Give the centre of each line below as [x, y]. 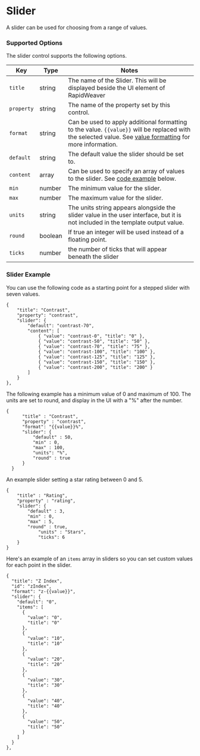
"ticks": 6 [51, 537]
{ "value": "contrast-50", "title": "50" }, [94, 341]
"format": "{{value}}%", [53, 426]
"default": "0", [37, 602]
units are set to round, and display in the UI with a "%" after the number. [94, 400]
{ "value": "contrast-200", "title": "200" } [95, 367]
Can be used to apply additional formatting [128, 122]
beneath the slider [93, 257]
